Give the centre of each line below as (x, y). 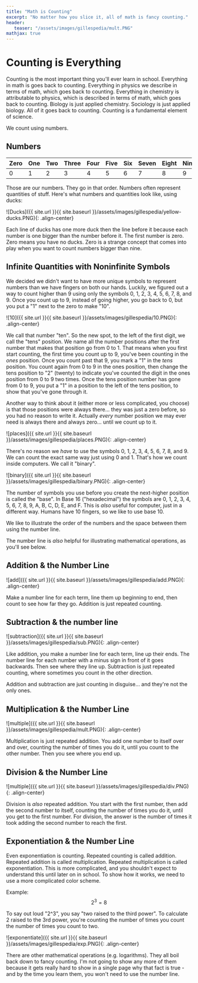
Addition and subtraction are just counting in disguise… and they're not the (97, 684)
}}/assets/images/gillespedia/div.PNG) (143, 786)
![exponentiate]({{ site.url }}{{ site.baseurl (57, 938)
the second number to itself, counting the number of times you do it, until (95, 810)
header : (16, 22)
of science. (20, 117)
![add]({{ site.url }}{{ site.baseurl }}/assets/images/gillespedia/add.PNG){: (95, 579)
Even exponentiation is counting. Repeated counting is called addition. (91, 856)
